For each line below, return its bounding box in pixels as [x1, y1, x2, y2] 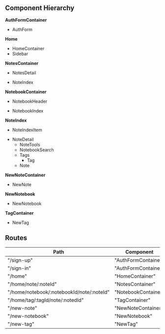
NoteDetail [12, 136, 34, 142]
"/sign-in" [7, 265, 31, 272]
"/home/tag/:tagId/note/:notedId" [7, 297, 84, 304]
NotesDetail [12, 70, 36, 76]
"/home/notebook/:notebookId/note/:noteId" [7, 288, 110, 295]
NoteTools [19, 141, 40, 147]
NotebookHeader [12, 98, 48, 104]
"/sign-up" [7, 256, 33, 263]
